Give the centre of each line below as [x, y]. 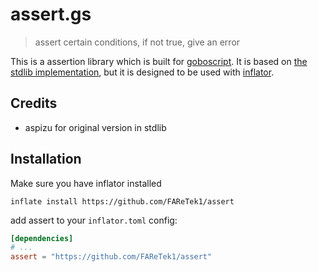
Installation [46, 159]
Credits [34, 103]
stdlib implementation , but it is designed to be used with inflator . [142, 72]
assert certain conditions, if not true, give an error [137, 42]
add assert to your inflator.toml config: [94, 220]
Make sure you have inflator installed [86, 183]
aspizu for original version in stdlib [95, 127]
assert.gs [51, 14]
